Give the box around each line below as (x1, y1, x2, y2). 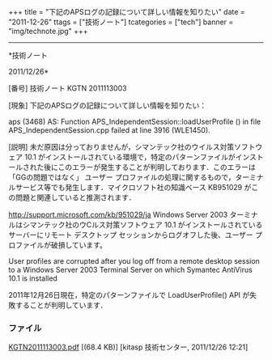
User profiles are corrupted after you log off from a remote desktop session (8, 256, 261, 265)
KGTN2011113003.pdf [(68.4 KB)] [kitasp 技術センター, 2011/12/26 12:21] (8, 342, 249, 352)
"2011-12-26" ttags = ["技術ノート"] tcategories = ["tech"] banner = (8, 17, 234, 27)
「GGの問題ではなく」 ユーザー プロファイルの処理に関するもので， (8, 172, 236, 182)
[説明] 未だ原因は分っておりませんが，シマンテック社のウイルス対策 (8, 142, 235, 151)
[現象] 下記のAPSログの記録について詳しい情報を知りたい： (8, 100, 207, 110)
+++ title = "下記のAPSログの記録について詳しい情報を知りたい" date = (8, 7, 245, 16)
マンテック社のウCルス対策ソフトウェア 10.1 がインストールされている (29, 220, 263, 229)
